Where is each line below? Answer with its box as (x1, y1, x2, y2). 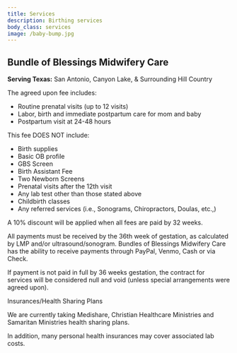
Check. (7, 255, 28, 263)
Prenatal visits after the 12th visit (17, 182, 112, 191)
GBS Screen (17, 160, 53, 168)
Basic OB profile (17, 152, 65, 161)
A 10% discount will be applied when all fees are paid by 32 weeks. (7, 218, 203, 227)
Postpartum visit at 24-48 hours (17, 117, 112, 126)
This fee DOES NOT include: (7, 131, 90, 140)
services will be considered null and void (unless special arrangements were (7, 276, 230, 285)
